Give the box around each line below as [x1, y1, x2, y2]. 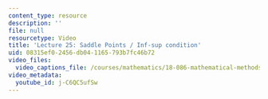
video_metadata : [8, 71, 62, 79]
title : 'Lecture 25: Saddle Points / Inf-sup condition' [8, 42, 202, 49]
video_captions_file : [15, 64, 88, 72]
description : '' [8, 19, 62, 27]
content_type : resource [8, 11, 88, 20]
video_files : [8, 57, 52, 65]
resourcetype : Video [8, 34, 77, 42]
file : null [8, 26, 45, 34]
